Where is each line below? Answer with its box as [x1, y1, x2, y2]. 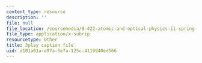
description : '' [6, 14, 47, 20]
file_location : [6, 25, 44, 32]
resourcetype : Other [6, 37, 58, 43]
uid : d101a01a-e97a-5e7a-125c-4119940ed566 [6, 48, 117, 54]
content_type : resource [6, 8, 66, 15]
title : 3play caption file [6, 43, 74, 49]
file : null [6, 20, 34, 26]
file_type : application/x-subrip [6, 31, 90, 37]
